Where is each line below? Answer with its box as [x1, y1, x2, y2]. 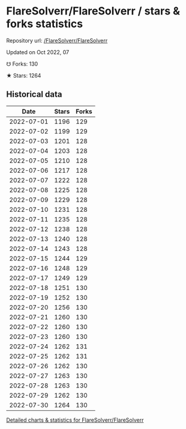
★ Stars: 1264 [6, 72, 41, 79]
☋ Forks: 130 [6, 60, 38, 67]
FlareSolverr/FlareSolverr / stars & [6, 4, 181, 18]
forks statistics [6, 17, 83, 31]
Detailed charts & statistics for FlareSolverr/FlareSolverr [6, 416, 144, 424]
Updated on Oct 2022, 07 [6, 48, 70, 55]
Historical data [6, 89, 62, 100]
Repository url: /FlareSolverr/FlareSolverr [6, 37, 108, 44]
